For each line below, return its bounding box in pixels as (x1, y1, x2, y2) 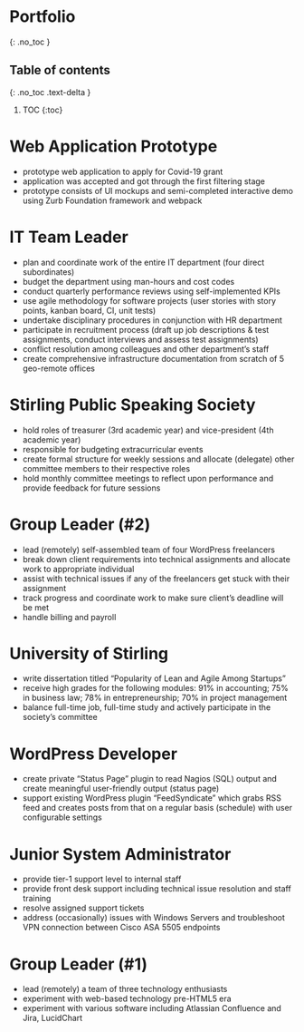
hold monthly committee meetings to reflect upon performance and (22, 472, 274, 483)
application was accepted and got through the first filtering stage (22, 175, 265, 187)
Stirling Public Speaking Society (9, 394, 256, 414)
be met (22, 601, 50, 613)
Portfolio (9, 6, 76, 27)
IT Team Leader (9, 227, 128, 247)
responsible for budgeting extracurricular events (22, 443, 204, 454)
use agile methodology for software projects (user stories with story (22, 295, 277, 306)
